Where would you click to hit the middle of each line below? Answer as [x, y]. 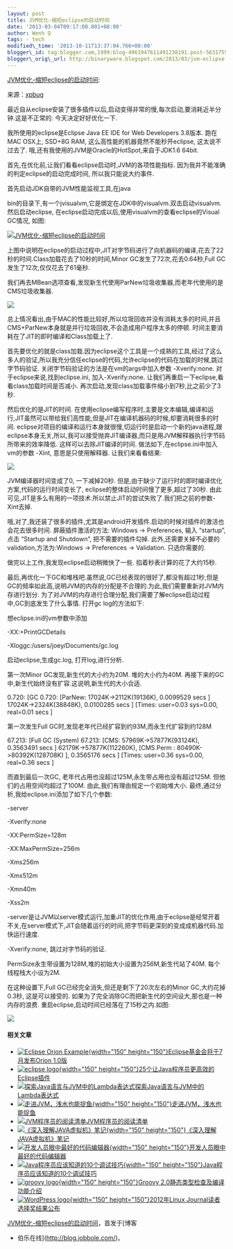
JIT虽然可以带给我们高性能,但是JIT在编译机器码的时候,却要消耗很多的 [114, 417]
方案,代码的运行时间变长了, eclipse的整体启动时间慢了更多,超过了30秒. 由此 [114, 489]
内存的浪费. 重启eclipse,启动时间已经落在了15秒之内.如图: [89, 1004]
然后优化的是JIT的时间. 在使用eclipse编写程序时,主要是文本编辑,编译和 [107, 409]
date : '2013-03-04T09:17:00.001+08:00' [65, 26]
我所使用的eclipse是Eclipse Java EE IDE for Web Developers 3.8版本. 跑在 [112, 132]
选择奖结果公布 [38, 1208]
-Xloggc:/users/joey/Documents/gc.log [63, 645]
